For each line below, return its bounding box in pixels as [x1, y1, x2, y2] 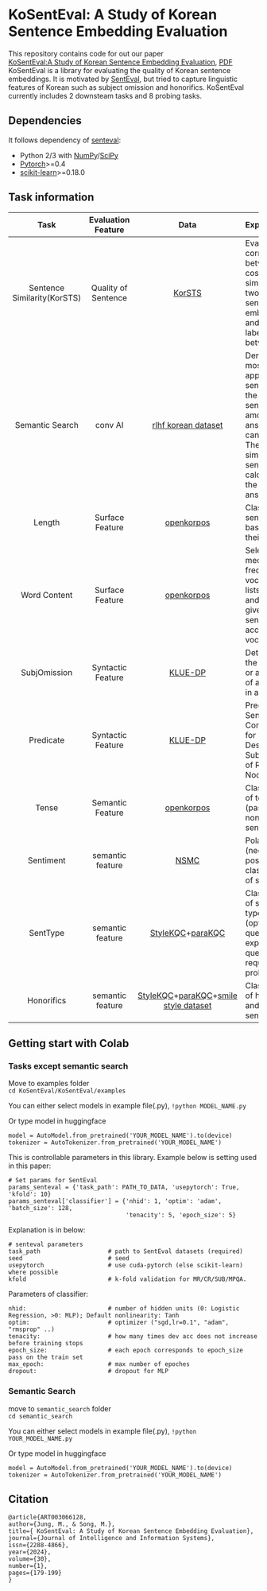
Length [33, 517, 60, 528]
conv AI [95, 419, 124, 430]
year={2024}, [8, 1548, 52, 1556]
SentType [29, 927, 65, 938]
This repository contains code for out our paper [8, 49, 164, 58]
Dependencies [8, 114, 82, 128]
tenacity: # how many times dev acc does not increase [8, 1333, 258, 1341]
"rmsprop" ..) [8, 1325, 56, 1333]
